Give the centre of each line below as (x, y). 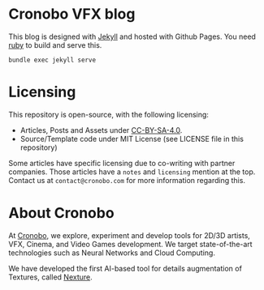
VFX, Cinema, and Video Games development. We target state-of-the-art (131, 244)
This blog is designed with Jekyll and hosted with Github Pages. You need (132, 36)
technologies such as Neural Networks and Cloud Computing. (112, 253)
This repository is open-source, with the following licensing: (109, 114)
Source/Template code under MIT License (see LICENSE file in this (132, 139)
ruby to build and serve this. (55, 45)
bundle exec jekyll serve (52, 60)
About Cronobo (62, 213)
